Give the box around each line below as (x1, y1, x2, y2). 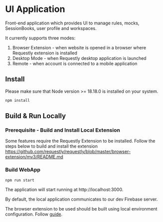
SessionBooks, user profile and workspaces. (5, 25, 97, 31)
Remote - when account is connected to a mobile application (12, 60, 138, 66)
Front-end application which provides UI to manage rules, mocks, (5, 20, 140, 26)
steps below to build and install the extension (5, 143, 98, 149)
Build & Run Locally (5, 112, 66, 120)
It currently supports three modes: (5, 35, 76, 41)
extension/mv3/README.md (5, 154, 63, 160)
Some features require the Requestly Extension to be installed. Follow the (5, 138, 156, 144)
